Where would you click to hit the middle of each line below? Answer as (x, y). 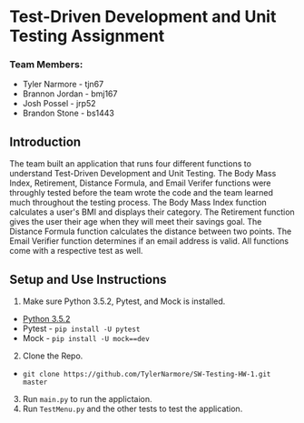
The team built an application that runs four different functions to (131, 164)
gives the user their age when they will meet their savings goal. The (136, 222)
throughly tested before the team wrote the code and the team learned (142, 193)
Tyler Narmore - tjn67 (63, 85)
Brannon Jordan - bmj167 (70, 94)
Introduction (45, 141)
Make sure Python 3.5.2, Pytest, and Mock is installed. (124, 301)
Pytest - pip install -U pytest (81, 328)
